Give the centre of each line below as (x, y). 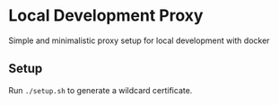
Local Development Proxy (106, 16)
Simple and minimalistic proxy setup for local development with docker (139, 40)
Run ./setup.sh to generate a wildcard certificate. (100, 90)
